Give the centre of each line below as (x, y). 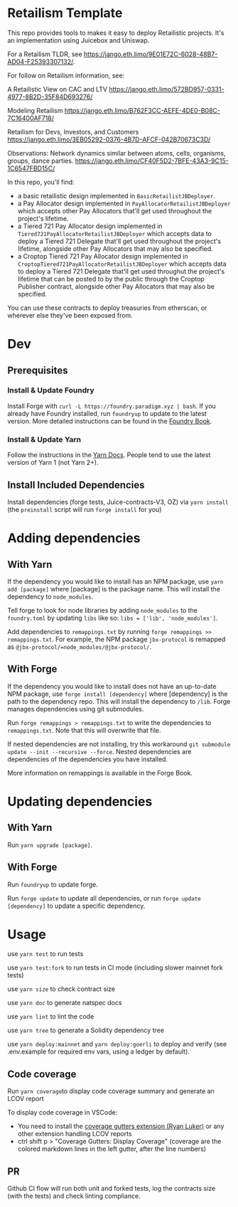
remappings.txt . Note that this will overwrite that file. (84, 730)
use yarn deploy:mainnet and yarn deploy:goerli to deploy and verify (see (117, 1044)
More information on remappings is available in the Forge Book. (100, 773)
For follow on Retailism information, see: (66, 75)
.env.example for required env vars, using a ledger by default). (99, 1052)
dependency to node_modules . (50, 596)
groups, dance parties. (40, 161)
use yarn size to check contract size (61, 989)
